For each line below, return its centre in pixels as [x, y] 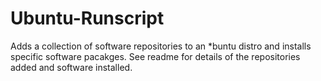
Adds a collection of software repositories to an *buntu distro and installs [161, 46]
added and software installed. [71, 67]
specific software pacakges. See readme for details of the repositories [155, 56]
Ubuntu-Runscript [87, 18]
